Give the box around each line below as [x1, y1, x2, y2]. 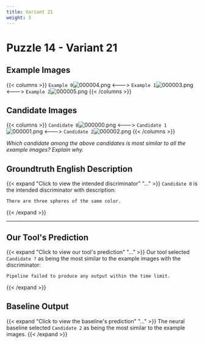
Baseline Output [6, 301, 69, 312]
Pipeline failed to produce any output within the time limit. [6, 273, 171, 279]
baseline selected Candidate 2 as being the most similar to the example [6, 324, 185, 331]
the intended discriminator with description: [6, 186, 116, 194]
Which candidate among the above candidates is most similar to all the [6, 139, 186, 147]
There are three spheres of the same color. [6, 198, 121, 205]
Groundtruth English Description [6, 164, 133, 174]
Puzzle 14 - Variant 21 [6, 41, 118, 55]
